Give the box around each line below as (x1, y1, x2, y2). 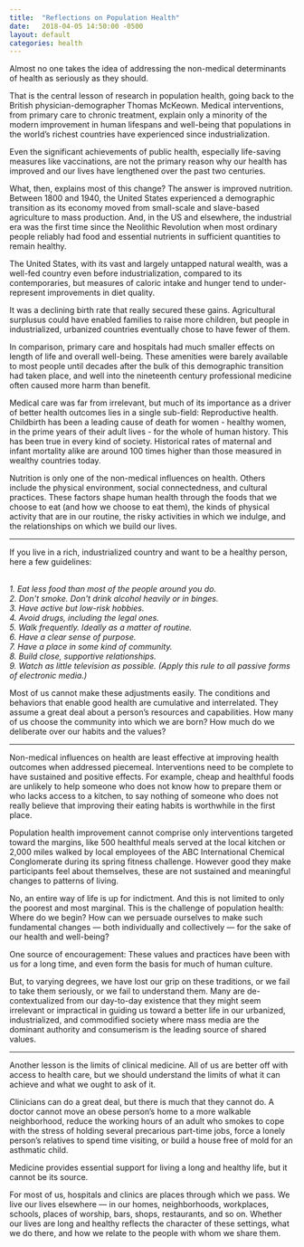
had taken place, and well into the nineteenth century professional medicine (9, 370, 292, 381)
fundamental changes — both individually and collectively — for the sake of (9, 922, 291, 933)
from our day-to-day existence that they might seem (66, 995, 261, 1006)
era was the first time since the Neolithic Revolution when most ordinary (9, 222, 278, 233)
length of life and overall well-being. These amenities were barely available (9, 351, 289, 362)
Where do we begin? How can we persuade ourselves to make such (9, 912, 263, 923)
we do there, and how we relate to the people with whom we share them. (9, 1228, 281, 1239)
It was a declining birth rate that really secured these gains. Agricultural (9, 305, 276, 316)
